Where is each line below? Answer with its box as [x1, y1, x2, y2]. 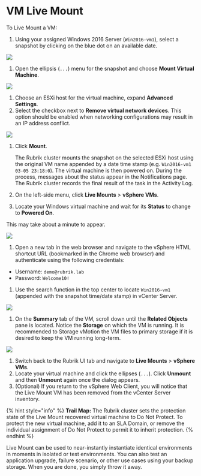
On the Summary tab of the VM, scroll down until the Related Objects [14, 315, 188, 322]
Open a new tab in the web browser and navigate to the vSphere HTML [14, 243, 191, 251]
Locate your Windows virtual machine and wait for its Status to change [14, 203, 191, 210]
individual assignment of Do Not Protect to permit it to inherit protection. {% [6, 426, 194, 433]
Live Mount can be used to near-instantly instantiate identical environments [6, 444, 193, 451]
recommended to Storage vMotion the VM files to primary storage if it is [14, 328, 193, 335]
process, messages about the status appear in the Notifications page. [14, 173, 188, 180]
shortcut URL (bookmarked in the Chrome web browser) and [14, 250, 165, 257]
